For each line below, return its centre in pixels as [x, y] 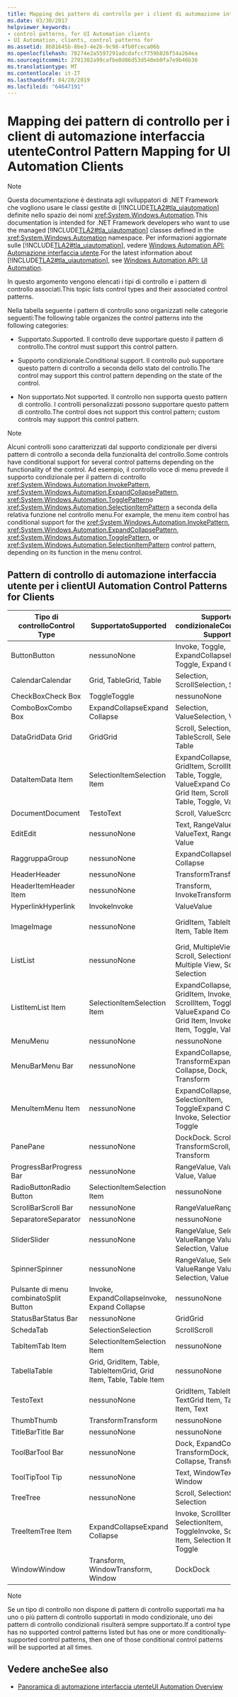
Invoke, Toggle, [201, 646]
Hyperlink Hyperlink [43, 906]
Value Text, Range [204, 834]
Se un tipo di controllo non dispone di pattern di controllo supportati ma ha [116, 1609]
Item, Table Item [202, 931]
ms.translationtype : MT [42, 67]
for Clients [31, 597]
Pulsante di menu [40, 1289]
